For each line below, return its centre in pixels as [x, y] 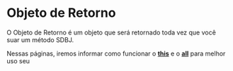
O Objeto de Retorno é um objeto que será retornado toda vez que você [112, 32]
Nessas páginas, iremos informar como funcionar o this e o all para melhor [116, 53]
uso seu [18, 60]
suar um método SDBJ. [40, 39]
